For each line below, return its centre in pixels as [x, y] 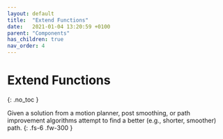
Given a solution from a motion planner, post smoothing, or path [99, 113]
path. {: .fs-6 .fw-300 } [40, 128]
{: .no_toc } [23, 99]
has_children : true [36, 40]
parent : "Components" [39, 33]
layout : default [31, 14]
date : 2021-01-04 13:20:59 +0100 [59, 26]
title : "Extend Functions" [48, 20]
